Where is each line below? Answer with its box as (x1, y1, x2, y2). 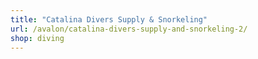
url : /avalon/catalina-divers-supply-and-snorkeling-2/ (10, 24, 248, 34)
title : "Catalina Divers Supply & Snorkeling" (10, 14, 208, 25)
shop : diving (10, 33, 65, 43)
